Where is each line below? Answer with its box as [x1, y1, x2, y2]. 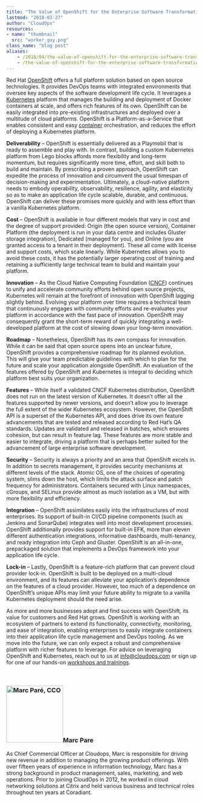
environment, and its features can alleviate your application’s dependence [6, 576, 190, 583]
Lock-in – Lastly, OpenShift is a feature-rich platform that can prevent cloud [6, 563, 195, 570]
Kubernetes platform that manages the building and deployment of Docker [6, 95, 192, 103]
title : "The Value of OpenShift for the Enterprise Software [6, 8, 164, 15]
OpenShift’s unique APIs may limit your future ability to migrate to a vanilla [6, 589, 190, 596]
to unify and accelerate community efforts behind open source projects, [6, 286, 185, 293]
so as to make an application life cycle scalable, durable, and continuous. [6, 191, 188, 198]
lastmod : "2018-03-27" [6, 15, 63, 21]
